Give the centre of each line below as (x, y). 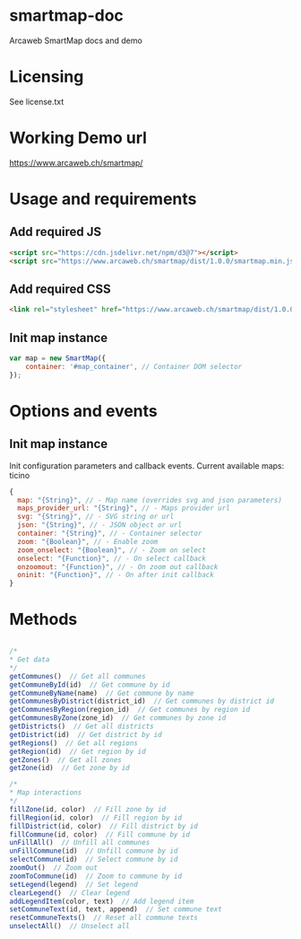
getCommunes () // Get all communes (77, 676)
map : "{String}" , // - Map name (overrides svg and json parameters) (150, 500)
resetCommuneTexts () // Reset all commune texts (104, 918)
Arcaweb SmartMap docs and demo (76, 40)
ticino (20, 475)
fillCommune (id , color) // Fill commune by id (100, 834)
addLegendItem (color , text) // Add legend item (102, 901)
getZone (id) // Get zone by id (69, 768)
